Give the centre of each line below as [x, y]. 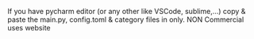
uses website [29, 28]
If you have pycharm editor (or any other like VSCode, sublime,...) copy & [127, 11]
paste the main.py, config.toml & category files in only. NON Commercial [126, 19]
